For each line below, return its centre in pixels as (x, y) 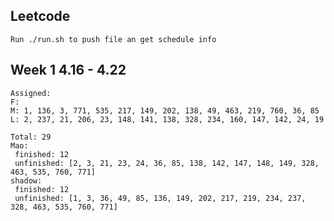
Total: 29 (31, 137)
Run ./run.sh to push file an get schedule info (113, 39)
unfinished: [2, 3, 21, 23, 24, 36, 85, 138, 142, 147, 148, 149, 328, (167, 163)
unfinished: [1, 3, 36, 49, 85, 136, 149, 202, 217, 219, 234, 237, (160, 198)
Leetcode (40, 16)
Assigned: (31, 93)
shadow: (26, 180)
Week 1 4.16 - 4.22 (68, 70)
